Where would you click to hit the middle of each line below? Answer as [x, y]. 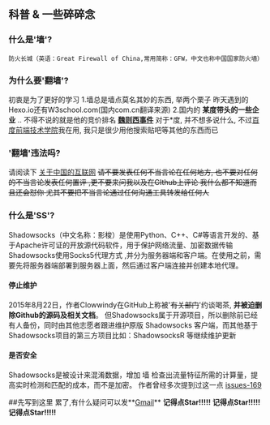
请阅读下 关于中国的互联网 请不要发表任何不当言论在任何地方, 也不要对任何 [133, 172]
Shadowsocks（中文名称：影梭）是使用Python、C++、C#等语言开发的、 [131, 234]
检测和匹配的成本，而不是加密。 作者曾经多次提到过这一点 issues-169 [146, 384]
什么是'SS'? [32, 216]
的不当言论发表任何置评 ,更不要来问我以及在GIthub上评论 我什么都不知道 [129, 182]
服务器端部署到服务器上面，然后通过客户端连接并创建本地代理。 [136, 265]
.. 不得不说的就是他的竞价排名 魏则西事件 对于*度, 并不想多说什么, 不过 [135, 119]
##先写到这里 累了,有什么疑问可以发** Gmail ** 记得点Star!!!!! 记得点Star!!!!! [135, 402]
